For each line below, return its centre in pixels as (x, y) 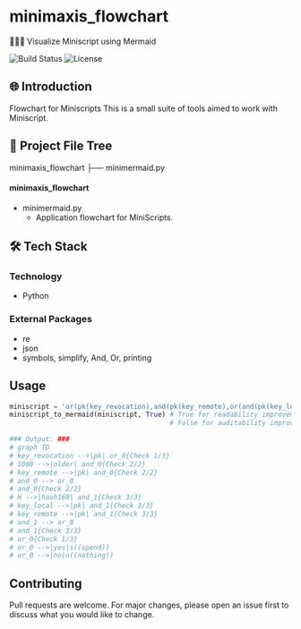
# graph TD (30, 448)
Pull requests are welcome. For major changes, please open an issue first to (149, 605)
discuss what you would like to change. (82, 615)
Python (35, 296)
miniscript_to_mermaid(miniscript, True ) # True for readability (133, 415)
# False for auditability (218, 423)
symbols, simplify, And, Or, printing (87, 357)
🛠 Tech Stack (48, 246)
